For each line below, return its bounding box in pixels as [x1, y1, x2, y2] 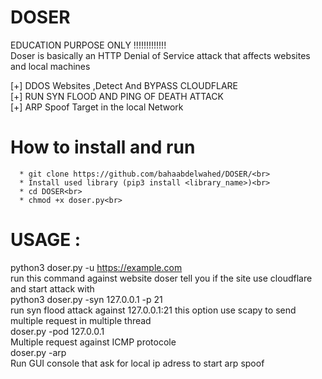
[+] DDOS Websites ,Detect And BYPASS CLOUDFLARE [10, 79, 239, 91]
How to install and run [10, 136, 196, 159]
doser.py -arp [10, 346, 67, 358]
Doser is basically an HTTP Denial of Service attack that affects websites [10, 49, 311, 61]
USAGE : [10, 229, 82, 251]
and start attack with [10, 282, 95, 295]
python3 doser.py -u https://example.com [10, 261, 183, 273]
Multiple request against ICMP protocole [10, 336, 177, 348]
